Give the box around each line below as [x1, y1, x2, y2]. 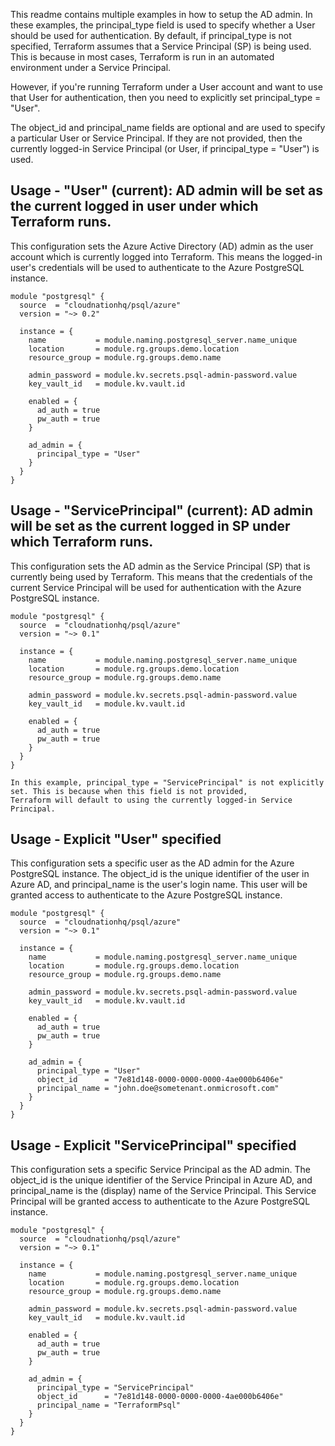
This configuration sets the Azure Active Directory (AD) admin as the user [10, 240, 314, 252]
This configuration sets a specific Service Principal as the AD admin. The [10, 1164, 311, 1176]
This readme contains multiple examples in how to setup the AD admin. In [10, 9, 313, 20]
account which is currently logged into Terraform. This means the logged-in [10, 250, 323, 263]
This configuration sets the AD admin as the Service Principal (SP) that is [10, 560, 311, 572]
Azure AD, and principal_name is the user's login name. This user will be [10, 879, 308, 891]
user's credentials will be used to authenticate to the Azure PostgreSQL [10, 261, 305, 273]
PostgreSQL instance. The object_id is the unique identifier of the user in [10, 868, 310, 880]
